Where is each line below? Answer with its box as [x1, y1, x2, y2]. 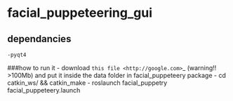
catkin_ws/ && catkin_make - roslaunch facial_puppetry [7, 79, 168, 87]
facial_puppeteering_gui [7, 5, 153, 21]
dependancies [7, 33, 72, 45]
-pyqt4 [7, 51, 27, 58]
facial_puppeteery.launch [7, 86, 81, 94]
